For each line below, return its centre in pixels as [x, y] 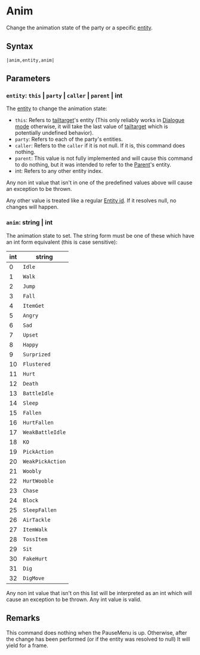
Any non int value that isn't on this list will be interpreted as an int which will [99, 593]
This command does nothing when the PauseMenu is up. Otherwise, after [97, 632]
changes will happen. [32, 207]
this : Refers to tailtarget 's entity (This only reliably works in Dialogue [100, 120]
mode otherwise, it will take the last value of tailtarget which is [91, 126]
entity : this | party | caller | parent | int [64, 96]
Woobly [32, 471]
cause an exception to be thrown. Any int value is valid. [74, 599]
